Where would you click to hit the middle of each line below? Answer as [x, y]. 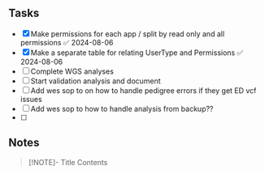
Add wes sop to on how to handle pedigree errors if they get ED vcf [143, 90]
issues [31, 99]
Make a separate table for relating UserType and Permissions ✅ [137, 53]
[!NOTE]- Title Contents [68, 162]
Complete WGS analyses [72, 71]
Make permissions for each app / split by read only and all [128, 34]
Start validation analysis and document [96, 81]
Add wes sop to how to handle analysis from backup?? [122, 108]
